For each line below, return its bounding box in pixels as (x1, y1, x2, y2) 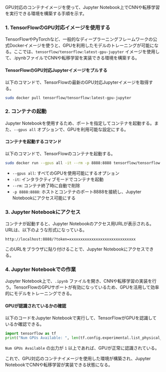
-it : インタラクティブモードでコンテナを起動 (12, 176, 104, 182)
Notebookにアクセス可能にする (12, 195, 76, 201)
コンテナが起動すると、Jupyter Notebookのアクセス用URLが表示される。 (5, 221, 154, 227)
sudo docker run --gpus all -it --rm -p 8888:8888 (5, 160, 112, 165)
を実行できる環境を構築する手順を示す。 (5, 10, 87, 16)
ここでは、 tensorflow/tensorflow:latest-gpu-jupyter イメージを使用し (13, 49, 160, 55)
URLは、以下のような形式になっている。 (5, 227, 87, 233)
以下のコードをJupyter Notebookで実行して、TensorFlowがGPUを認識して (5, 314, 157, 321)
